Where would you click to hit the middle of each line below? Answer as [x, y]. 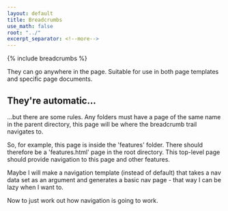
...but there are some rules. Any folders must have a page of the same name [114, 116]
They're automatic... [52, 100]
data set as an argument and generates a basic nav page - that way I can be [114, 179]
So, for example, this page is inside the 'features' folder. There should [105, 145]
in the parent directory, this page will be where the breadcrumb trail [102, 124]
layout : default [30, 13]
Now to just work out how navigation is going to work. [83, 200]
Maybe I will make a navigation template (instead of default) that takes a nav [114, 173]
